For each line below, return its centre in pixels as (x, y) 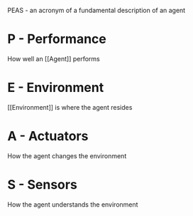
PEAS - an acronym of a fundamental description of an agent (96, 10)
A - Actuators (48, 137)
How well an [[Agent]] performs (54, 58)
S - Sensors (43, 185)
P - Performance (57, 39)
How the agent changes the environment (67, 155)
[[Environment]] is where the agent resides (70, 107)
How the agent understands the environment (73, 204)
